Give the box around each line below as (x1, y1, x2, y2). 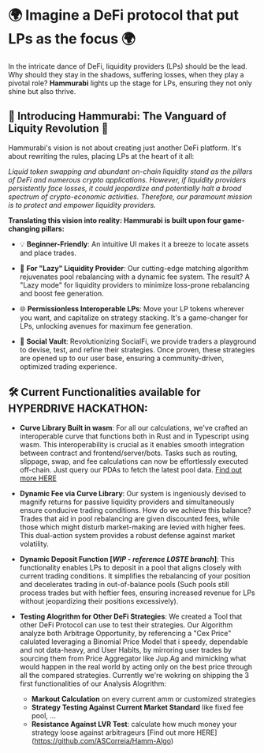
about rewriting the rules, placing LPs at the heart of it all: (8, 151, 195, 160)
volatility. (19, 539, 49, 548)
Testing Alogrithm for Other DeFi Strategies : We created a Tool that (19, 612, 243, 621)
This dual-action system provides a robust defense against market (19, 530, 236, 540)
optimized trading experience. (19, 361, 117, 371)
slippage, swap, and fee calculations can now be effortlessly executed (19, 456, 248, 466)
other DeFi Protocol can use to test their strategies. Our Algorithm (19, 619, 233, 629)
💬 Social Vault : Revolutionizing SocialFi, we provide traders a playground (19, 337, 257, 346)
